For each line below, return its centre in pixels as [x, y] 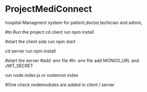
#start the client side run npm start [40, 41]
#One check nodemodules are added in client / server [60, 85]
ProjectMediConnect [49, 9]
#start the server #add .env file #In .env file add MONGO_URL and [72, 60]
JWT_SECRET [19, 66]
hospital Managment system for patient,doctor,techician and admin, [74, 23]
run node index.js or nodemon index [42, 75]
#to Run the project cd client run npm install [50, 32]
